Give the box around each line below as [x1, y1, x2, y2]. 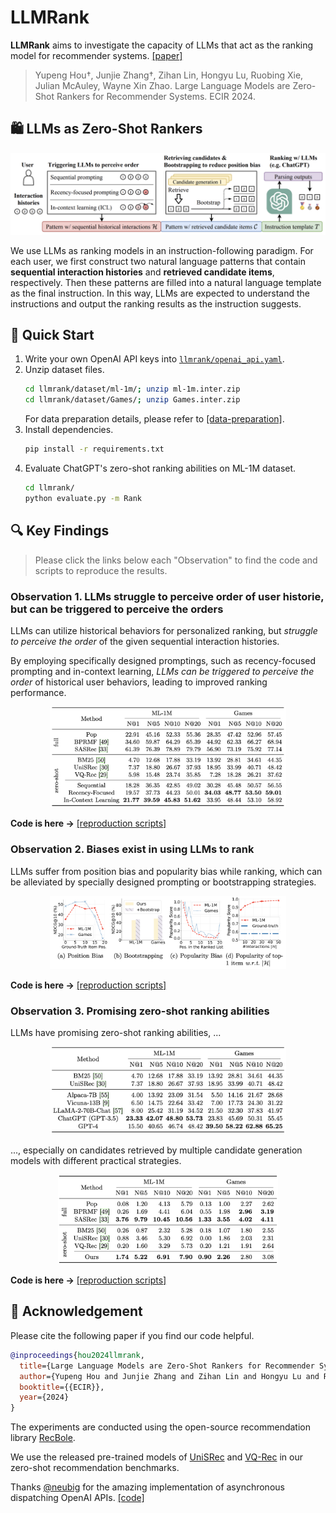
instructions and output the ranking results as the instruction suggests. [10, 297, 302, 310]
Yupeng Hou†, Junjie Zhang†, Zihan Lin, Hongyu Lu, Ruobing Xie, [34, 69, 304, 81]
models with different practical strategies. [10, 1154, 182, 1166]
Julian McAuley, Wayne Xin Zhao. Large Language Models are [34, 79, 291, 91]
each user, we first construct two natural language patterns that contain [10, 255, 306, 267]
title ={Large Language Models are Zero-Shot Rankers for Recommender [19, 1361, 315, 1371]
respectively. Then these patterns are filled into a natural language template [10, 276, 322, 288]
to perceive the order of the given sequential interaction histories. [10, 635, 280, 647]
